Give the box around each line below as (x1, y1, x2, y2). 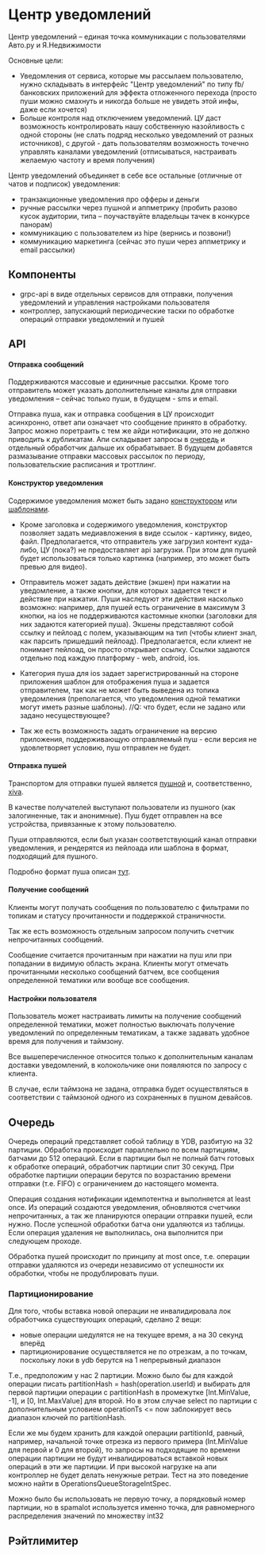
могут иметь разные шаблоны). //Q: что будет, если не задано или (19, 702, 246, 712)
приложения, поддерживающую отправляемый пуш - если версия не (19, 734, 257, 743)
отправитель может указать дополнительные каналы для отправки (8, 386, 237, 395)
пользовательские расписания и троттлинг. (8, 460, 156, 470)
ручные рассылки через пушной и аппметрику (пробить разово (19, 202, 238, 212)
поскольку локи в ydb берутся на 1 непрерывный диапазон (19, 1355, 221, 1365)
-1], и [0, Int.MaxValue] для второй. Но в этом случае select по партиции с (8, 1396, 258, 1406)
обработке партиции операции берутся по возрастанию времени (8, 1170, 232, 1180)
